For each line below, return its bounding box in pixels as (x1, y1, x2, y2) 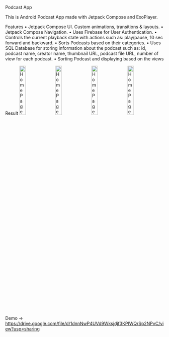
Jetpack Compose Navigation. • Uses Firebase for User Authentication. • (5, 29, 157, 35)
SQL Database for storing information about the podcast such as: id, (5, 45, 147, 51)
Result (5, 110, 19, 116)
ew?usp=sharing (5, 326, 40, 331)
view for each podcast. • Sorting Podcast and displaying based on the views (5, 56, 164, 62)
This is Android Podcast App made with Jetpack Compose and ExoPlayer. (5, 14, 158, 20)
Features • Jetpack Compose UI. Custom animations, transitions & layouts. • (5, 24, 163, 30)
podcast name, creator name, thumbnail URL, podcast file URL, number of (5, 50, 159, 56)
